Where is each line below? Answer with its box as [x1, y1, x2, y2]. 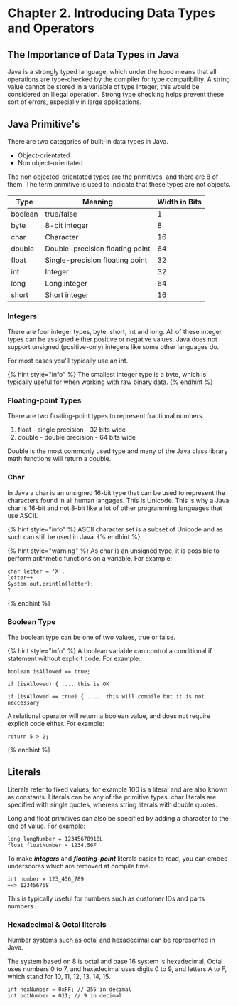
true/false [45, 209, 77, 219]
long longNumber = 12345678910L [7, 835, 103, 842]
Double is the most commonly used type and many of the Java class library [7, 447, 228, 455]
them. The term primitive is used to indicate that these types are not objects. [7, 180, 231, 188]
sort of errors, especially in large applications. [7, 98, 142, 106]
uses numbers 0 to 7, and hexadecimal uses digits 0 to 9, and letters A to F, [7, 965, 227, 973]
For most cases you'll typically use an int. [7, 356, 129, 365]
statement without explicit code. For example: [7, 654, 141, 663]
